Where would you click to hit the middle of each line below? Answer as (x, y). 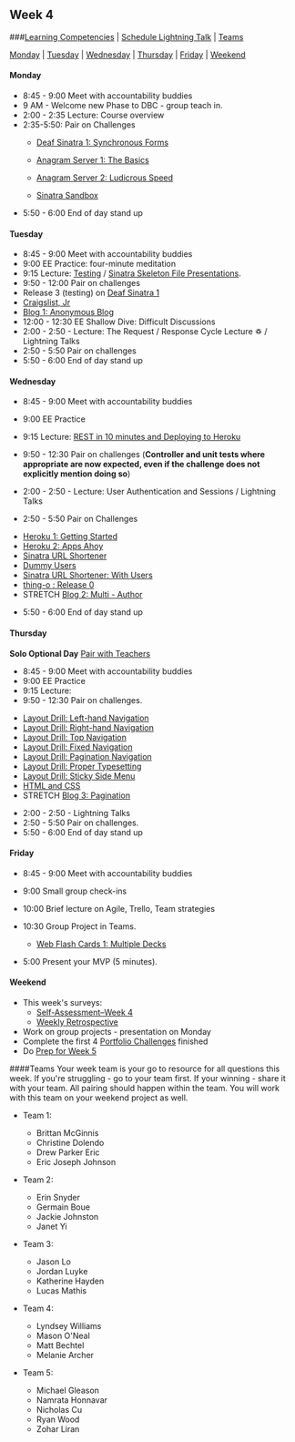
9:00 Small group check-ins (75, 891)
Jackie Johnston (67, 1217)
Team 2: (38, 1180)
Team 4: (38, 1309)
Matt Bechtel (60, 1345)
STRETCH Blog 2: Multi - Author (82, 595)
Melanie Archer (65, 1355)
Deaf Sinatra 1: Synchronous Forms (102, 143)
